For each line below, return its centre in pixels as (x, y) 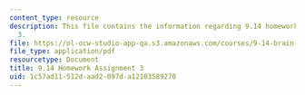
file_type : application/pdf (63, 52)
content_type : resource (54, 18)
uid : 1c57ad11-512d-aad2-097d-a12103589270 (93, 77)
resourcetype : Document (54, 60)
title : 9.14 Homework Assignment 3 (77, 69)
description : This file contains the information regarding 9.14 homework (154, 26)
